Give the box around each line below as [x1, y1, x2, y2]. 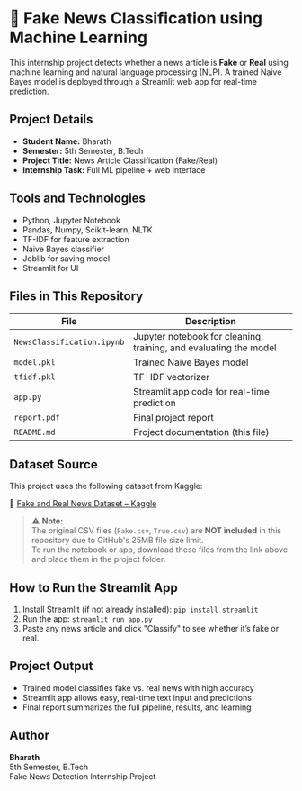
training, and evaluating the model [133, 341, 277, 354]
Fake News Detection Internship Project [9, 770, 156, 782]
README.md [13, 427, 56, 438]
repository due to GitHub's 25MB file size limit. [31, 535, 204, 546]
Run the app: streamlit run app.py [22, 614, 153, 624]
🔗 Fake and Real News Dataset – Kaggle [9, 498, 157, 509]
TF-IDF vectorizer [133, 371, 209, 384]
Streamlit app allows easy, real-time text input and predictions [22, 692, 252, 703]
